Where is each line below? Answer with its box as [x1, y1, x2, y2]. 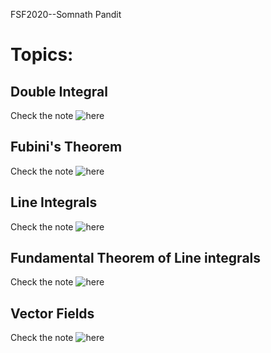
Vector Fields [10, 305, 95, 322]
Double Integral [10, 83, 108, 100]
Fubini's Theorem [10, 139, 123, 156]
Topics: [10, 44, 74, 66]
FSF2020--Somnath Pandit [10, 9, 122, 20]
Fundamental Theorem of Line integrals [10, 250, 262, 267]
